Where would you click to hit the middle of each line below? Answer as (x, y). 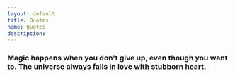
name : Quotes (27, 27)
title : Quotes (28, 20)
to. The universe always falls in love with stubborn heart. (107, 67)
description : (27, 33)
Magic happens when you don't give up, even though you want (117, 58)
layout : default (31, 14)
